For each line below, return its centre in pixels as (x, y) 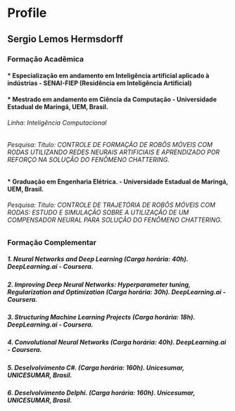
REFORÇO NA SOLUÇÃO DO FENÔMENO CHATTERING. (89, 159)
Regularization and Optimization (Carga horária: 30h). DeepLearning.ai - (117, 292)
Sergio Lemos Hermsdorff (65, 39)
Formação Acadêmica (46, 59)
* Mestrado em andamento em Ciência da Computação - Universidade (112, 99)
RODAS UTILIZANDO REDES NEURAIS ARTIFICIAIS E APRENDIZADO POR (114, 152)
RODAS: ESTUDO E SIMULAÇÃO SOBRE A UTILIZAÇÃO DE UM (98, 213)
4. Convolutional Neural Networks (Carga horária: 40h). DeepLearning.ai (117, 342)
